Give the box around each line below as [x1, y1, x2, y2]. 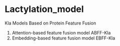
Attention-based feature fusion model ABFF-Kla [12, 29, 111, 35]
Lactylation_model [5, 3, 84, 15]
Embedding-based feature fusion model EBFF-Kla [12, 35, 115, 41]
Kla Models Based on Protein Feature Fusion [5, 20, 96, 26]
